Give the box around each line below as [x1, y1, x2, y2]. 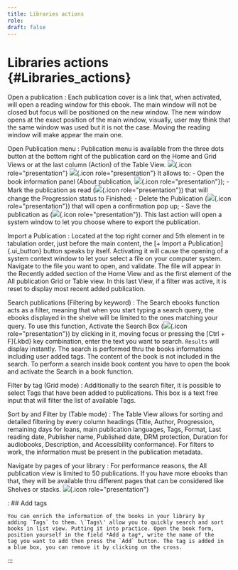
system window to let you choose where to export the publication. [7, 218, 201, 226]
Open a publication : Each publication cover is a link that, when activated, [7, 93, 222, 102]
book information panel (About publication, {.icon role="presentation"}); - [7, 177, 229, 186]
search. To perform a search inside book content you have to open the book [7, 360, 230, 369]
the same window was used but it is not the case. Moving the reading [7, 123, 211, 132]
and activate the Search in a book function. [7, 367, 134, 376]
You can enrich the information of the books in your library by [7, 513, 205, 520]
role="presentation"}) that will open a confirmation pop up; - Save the [7, 202, 212, 211]
